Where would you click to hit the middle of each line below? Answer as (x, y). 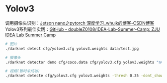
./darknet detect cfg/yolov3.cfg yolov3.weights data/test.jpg (72, 48)
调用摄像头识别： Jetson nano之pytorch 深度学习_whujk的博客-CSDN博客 (80, 23)
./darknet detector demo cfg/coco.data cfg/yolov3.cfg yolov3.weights (80, 62)
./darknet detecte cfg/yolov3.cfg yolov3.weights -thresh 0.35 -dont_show (84, 76)
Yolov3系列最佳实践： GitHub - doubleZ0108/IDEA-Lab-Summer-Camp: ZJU (83, 29)
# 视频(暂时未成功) (23, 71)
